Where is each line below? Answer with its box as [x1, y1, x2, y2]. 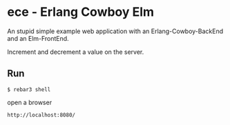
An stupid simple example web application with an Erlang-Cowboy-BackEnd [7, 27, 224, 35]
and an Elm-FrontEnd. [7, 34, 69, 42]
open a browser [7, 98, 52, 106]
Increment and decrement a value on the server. [7, 48, 144, 56]
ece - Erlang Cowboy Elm [7, 4, 154, 20]
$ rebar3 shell [7, 86, 51, 93]
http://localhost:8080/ [7, 111, 76, 118]
